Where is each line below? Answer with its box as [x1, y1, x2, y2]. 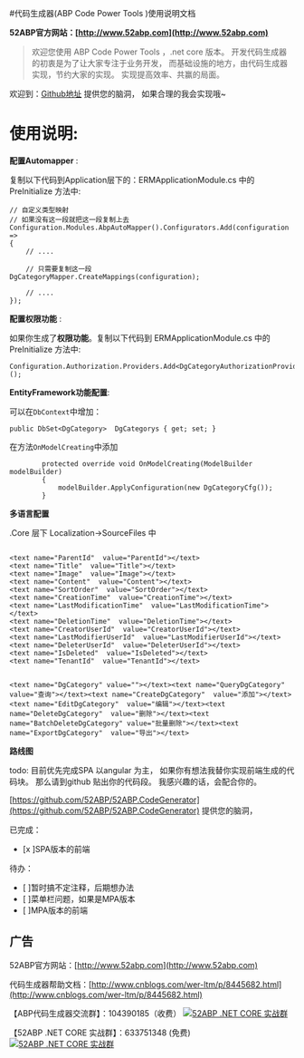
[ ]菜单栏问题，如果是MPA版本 [22, 893, 136, 904]
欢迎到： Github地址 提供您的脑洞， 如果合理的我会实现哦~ [9, 89, 226, 99]
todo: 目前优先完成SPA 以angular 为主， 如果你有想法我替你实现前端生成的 [9, 764, 287, 775]
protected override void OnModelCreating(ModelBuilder [42, 459, 253, 469]
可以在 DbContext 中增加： [9, 406, 102, 417]
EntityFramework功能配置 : [9, 386, 110, 397]
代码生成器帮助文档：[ [9, 978, 92, 990]
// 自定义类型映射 [9, 205, 70, 215]
